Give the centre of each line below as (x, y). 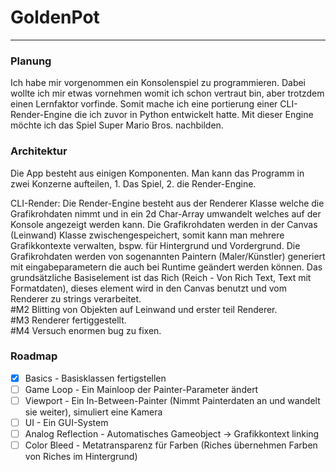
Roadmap (34, 356)
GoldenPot (55, 17)
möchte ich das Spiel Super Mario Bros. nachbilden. (117, 125)
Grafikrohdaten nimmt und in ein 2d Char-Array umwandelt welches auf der (166, 213)
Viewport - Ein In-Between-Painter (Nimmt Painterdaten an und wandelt (172, 400)
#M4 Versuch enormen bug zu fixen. (86, 330)
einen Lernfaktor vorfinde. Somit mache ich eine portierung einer (144, 104)
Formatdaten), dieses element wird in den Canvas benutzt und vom (148, 288)
